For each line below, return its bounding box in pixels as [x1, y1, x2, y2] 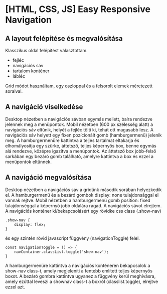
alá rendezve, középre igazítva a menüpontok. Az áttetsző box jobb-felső [5, 148, 156, 154]
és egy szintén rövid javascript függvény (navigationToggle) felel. [5, 235, 140, 241]
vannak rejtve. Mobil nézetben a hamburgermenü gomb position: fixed [5, 197, 150, 203]
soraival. [5, 88, 23, 94]
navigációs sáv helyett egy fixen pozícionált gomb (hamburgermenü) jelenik [5, 132, 162, 138]
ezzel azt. [5, 283, 25, 289]
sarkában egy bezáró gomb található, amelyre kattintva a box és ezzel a [5, 153, 154, 159]
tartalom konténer [12, 68, 50, 74]
